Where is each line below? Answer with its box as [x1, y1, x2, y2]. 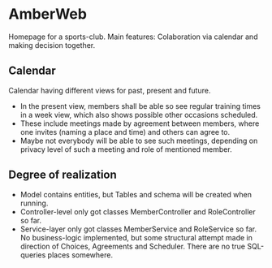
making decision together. [8, 40, 96, 50]
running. [19, 198, 49, 208]
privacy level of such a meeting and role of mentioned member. [19, 144, 233, 154]
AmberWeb [8, 5, 88, 24]
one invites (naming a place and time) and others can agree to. [19, 127, 231, 136]
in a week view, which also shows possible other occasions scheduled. [19, 110, 258, 119]
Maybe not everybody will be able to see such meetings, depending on [19, 136, 258, 145]
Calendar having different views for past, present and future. [8, 85, 211, 95]
